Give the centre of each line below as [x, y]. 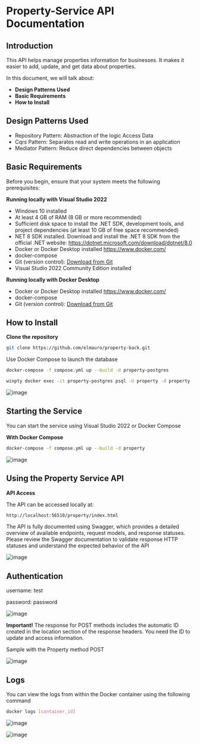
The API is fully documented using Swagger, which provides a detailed [93, 526]
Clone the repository [32, 337]
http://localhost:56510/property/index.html [62, 515]
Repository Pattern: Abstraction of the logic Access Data [84, 135]
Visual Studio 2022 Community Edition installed [73, 268]
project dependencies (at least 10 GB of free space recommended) [97, 230]
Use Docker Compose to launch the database [62, 359]
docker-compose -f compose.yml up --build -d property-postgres [87, 371]
